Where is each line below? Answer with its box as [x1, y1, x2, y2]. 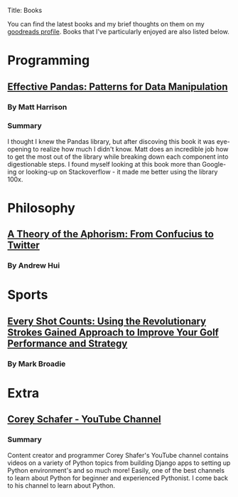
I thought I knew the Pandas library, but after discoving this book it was [7, 137, 215, 145]
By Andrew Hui [7, 261, 60, 271]
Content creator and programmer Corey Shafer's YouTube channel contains [7, 451, 229, 459]
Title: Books [7, 6, 43, 14]
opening [7, 145, 32, 153]
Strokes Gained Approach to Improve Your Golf [7, 326, 219, 338]
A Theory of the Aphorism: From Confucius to [7, 228, 215, 241]
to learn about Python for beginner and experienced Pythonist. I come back [7, 474, 229, 482]
